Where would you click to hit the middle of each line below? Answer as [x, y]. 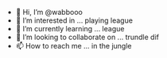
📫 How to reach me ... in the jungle [74, 46]
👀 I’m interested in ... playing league [74, 20]
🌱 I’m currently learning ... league [70, 29]
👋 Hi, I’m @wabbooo [49, 12]
